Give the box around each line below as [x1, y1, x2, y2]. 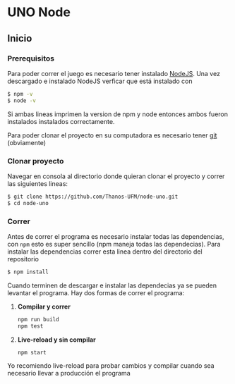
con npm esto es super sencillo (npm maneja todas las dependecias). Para [7, 240, 221, 248]
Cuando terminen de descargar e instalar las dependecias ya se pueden [7, 281, 217, 290]
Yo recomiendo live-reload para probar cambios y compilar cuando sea [7, 361, 215, 370]
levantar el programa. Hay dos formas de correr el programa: [7, 288, 185, 297]
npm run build [17, 316, 59, 323]
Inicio [7, 32, 32, 44]
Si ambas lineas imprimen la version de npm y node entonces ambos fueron [7, 110, 228, 118]
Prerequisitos [7, 54, 55, 63]
